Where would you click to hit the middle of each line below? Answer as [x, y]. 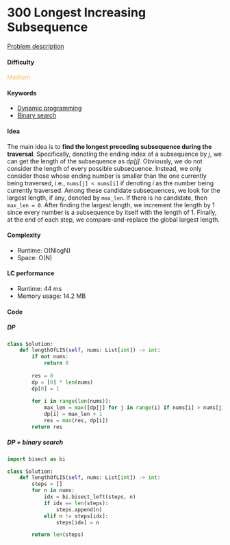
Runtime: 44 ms [39, 288]
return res [47, 427]
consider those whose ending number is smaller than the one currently [107, 176]
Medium [19, 78]
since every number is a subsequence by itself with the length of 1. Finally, [112, 212]
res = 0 [42, 375]
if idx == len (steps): [76, 503]
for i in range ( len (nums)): [72, 402]
